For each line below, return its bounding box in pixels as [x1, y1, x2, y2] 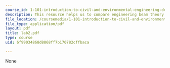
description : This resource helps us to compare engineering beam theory [5, 12, 164, 17]
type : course [5, 35, 33, 40]
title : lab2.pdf [5, 30, 39, 35]
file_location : [5, 16, 37, 21]
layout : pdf [5, 26, 30, 31]
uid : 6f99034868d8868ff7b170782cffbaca [5, 40, 90, 45]
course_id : [5, 7, 28, 12]
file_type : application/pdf [5, 21, 65, 26]
